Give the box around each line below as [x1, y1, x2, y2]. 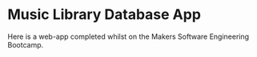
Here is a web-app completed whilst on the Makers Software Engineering [7, 32, 250, 41]
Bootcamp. [7, 40, 44, 49]
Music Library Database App [7, 6, 202, 24]
